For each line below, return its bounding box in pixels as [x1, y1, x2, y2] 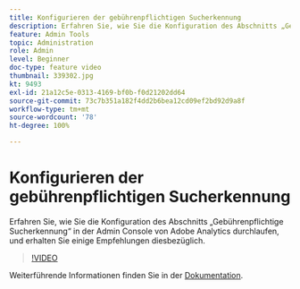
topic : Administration [9, 38, 94, 47]
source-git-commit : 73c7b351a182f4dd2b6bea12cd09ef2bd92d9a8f [9, 96, 246, 106]
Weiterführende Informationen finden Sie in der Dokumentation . [9, 269, 244, 280]
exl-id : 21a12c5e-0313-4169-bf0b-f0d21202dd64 [9, 88, 186, 97]
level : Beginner [9, 55, 70, 64]
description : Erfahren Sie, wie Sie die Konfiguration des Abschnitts [9, 21, 278, 30]
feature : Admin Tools [9, 30, 90, 38]
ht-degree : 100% [9, 122, 70, 131]
